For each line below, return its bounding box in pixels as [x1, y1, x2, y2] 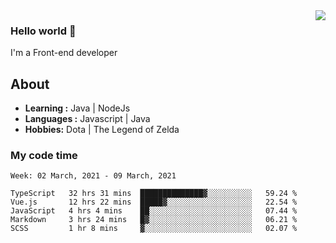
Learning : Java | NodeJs [24, 102, 131, 114]
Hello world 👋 [10, 24, 77, 38]
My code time [10, 149, 78, 163]
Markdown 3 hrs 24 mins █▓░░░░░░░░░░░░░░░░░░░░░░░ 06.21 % [10, 215, 298, 225]
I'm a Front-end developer [10, 47, 118, 59]
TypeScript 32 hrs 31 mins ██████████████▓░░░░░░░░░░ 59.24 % [10, 189, 298, 199]
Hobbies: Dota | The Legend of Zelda [24, 124, 180, 136]
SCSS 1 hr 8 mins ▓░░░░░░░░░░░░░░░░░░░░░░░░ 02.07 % [10, 224, 298, 234]
